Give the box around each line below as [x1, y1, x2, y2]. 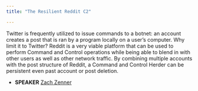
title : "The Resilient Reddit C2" [6, 8, 92, 15]
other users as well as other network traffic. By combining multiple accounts [6, 55, 193, 62]
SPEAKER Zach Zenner [14, 79, 72, 86]
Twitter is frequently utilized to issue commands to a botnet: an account [6, 30, 181, 37]
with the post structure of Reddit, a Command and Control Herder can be [6, 61, 184, 68]
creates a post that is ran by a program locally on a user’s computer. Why [6, 36, 185, 43]
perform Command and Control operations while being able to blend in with [6, 48, 191, 56]
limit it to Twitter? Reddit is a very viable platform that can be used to [6, 42, 174, 49]
